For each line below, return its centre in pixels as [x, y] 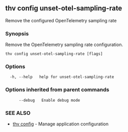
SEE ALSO [18, 113]
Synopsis [17, 33]
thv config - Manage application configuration [60, 124]
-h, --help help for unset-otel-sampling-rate [62, 77]
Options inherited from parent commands [57, 90]
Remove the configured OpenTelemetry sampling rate [61, 20]
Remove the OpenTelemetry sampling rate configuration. [64, 45]
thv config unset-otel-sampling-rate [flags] [54, 54]
